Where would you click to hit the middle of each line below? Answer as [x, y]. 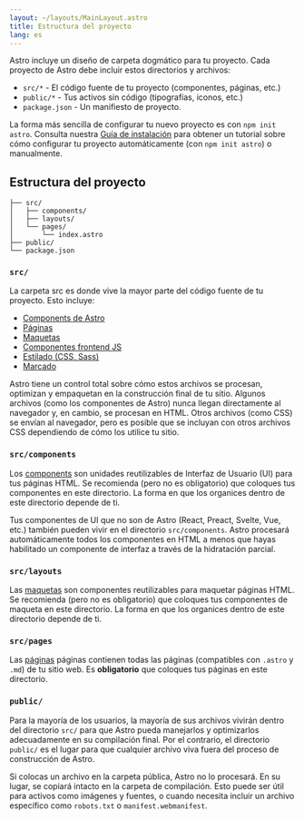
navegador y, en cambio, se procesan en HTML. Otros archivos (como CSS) [151, 413]
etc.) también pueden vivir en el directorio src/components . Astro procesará [150, 529]
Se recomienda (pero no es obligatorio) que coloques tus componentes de [149, 599]
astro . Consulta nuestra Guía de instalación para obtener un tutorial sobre [147, 134]
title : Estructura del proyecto [70, 26]
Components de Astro [64, 318]
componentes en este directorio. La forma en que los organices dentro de [147, 492]
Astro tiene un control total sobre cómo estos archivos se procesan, [136, 384]
